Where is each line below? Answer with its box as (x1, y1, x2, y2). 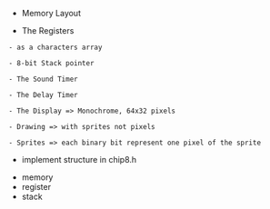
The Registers (21, 25, 75, 35)
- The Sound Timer (8, 75, 78, 84)
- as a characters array (8, 43, 103, 52)
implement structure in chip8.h (21, 154, 137, 164)
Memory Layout (21, 8, 81, 18)
